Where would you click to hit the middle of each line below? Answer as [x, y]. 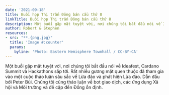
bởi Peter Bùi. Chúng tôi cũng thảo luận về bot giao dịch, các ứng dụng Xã [82, 82]
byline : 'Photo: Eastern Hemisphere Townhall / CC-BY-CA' [76, 51]
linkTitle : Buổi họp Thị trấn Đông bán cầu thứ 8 [58, 19]
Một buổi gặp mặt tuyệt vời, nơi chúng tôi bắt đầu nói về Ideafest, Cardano [82, 66]
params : [18, 47]
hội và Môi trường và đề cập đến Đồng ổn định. [54, 87]
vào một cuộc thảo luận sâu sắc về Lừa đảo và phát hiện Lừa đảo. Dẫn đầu [82, 76]
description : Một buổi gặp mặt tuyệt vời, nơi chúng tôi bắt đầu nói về [83, 24]
